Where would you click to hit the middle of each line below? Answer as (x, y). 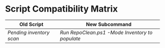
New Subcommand (109, 24)
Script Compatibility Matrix (61, 9)
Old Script (31, 24)
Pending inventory (29, 32)
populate (70, 38)
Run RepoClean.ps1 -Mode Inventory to (106, 32)
